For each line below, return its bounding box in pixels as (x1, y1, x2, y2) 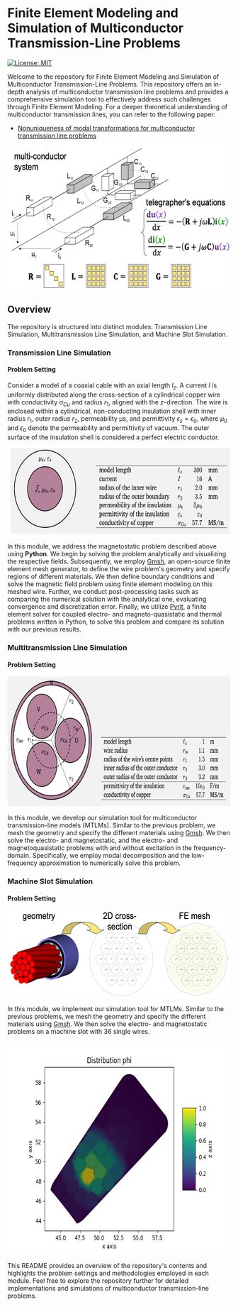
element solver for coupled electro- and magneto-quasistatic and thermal (7, 610, 222, 619)
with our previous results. (7, 625, 81, 634)
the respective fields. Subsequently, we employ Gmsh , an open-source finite (7, 557, 231, 566)
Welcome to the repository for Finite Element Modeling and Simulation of (7, 72, 220, 81)
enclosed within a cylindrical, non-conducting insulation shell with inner (7, 407, 217, 416)
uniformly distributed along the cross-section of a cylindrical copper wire (7, 390, 221, 399)
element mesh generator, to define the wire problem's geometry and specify (7, 565, 230, 573)
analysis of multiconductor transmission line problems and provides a (25, 87, 229, 96)
